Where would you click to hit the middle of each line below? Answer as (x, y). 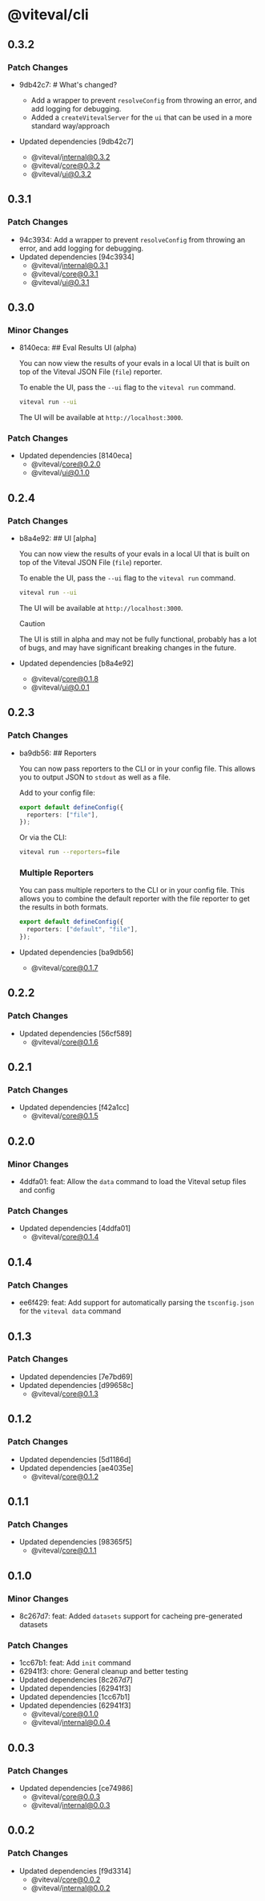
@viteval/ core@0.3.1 (64, 274)
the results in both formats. (64, 907)
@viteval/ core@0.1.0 (65, 1714)
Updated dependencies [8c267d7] (76, 1680)
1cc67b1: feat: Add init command (75, 1663)
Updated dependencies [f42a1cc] (74, 1107)
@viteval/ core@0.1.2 (65, 1476)
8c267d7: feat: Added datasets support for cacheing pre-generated (130, 1616)
